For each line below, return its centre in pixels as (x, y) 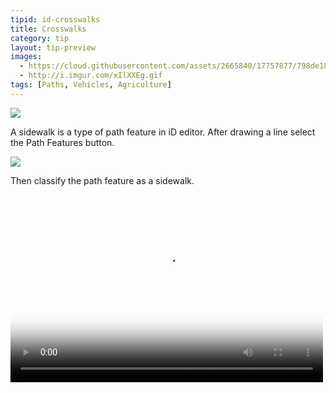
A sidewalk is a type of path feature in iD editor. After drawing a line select (163, 132)
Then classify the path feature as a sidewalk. (102, 180)
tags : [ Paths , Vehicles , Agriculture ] (91, 85)
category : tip (40, 38)
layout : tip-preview (53, 47)
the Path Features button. (62, 142)
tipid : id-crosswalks (55, 19)
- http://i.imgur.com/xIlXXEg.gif (91, 76)
